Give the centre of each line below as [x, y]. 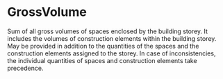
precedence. [25, 68]
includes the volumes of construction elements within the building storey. [112, 38]
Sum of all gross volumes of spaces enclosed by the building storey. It [108, 31]
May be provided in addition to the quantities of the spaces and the [103, 46]
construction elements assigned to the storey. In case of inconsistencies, [111, 53]
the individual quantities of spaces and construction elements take [102, 60]
